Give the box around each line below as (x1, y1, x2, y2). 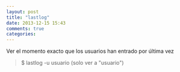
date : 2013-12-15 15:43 (6, 20, 66, 26)
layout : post (6, 8, 39, 15)
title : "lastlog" (6, 14, 50, 20)
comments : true (6, 25, 45, 32)
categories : (6, 31, 36, 37)
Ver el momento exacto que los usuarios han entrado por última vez (6, 47, 175, 55)
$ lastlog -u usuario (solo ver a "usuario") (20, 59, 125, 67)
